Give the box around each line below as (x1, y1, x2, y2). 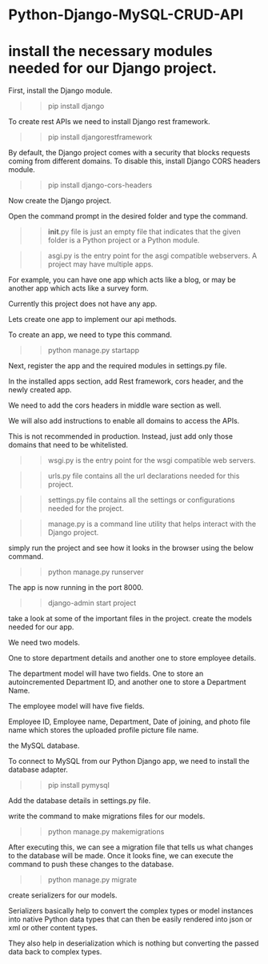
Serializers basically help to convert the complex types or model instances (8, 906, 254, 916)
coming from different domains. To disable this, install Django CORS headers (8, 156, 261, 166)
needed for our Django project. (8, 59, 218, 78)
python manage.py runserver (47, 567, 144, 577)
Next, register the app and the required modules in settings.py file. (8, 361, 227, 371)
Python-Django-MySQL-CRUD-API (8, 6, 244, 24)
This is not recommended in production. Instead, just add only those (8, 432, 234, 441)
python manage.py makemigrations (47, 827, 165, 837)
